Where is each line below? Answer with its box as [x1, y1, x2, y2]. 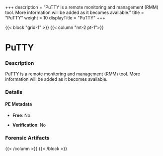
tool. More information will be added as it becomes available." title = [5, 9, 144, 15]
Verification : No [12, 122, 46, 128]
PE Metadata [5, 101, 32, 107]
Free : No [12, 112, 31, 118]
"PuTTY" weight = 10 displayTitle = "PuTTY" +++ [5, 15, 106, 20]
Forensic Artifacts [5, 134, 50, 141]
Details [5, 89, 23, 96]
